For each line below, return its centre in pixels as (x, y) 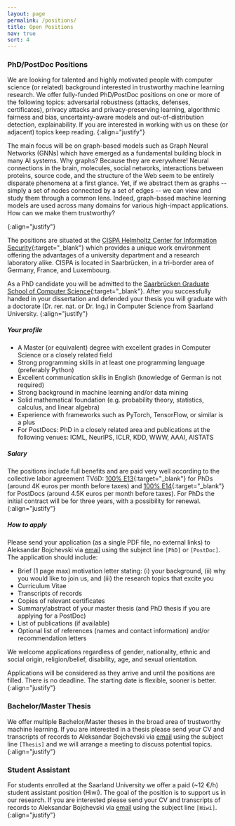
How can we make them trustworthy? (61, 213)
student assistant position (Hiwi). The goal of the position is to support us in (117, 792)
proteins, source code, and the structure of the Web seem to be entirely (111, 176)
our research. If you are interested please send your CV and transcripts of (114, 800)
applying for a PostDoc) (52, 616)
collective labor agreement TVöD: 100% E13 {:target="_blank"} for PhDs (110, 478)
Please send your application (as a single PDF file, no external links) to (109, 542)
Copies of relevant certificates (61, 601)
